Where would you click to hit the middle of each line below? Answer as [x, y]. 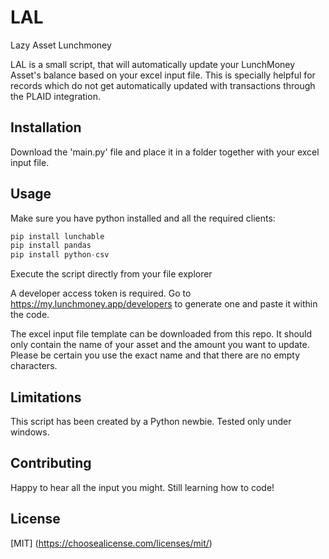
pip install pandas [51, 246]
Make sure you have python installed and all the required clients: [143, 218]
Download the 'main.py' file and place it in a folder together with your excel [165, 152]
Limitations [46, 397]
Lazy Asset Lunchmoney [61, 45]
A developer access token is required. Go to [101, 293]
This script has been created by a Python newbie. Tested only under [151, 421]
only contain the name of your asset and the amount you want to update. [160, 345]
